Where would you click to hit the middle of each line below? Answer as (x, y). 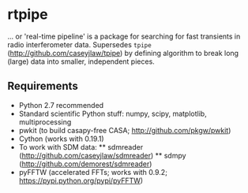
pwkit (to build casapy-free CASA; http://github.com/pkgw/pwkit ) (125, 130)
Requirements (43, 86)
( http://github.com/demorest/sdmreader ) (85, 164)
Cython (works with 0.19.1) (61, 139)
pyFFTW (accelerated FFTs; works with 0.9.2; (93, 172)
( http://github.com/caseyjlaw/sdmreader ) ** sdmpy (102, 155)
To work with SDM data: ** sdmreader (81, 147)
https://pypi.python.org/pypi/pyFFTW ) (81, 180)
